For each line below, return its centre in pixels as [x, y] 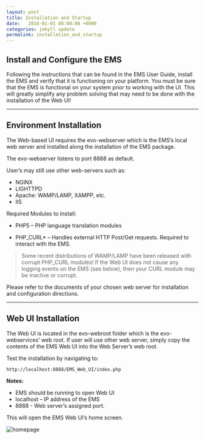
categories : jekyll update [41, 29]
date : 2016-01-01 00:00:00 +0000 [52, 23]
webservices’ [23, 340]
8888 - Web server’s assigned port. [60, 405]
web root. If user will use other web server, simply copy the [116, 340]
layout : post [23, 12]
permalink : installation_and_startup [54, 35]
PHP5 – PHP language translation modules [68, 225]
